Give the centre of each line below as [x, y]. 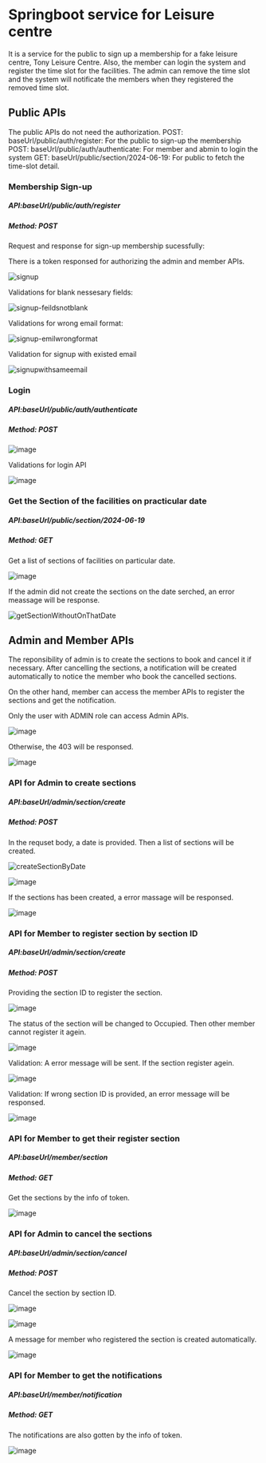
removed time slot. [39, 87]
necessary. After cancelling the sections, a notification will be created [123, 668]
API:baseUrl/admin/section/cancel [68, 1253]
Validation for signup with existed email [72, 354]
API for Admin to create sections [72, 783]
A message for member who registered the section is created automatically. [133, 1339]
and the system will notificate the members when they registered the [121, 79]
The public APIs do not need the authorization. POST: [96, 132]
